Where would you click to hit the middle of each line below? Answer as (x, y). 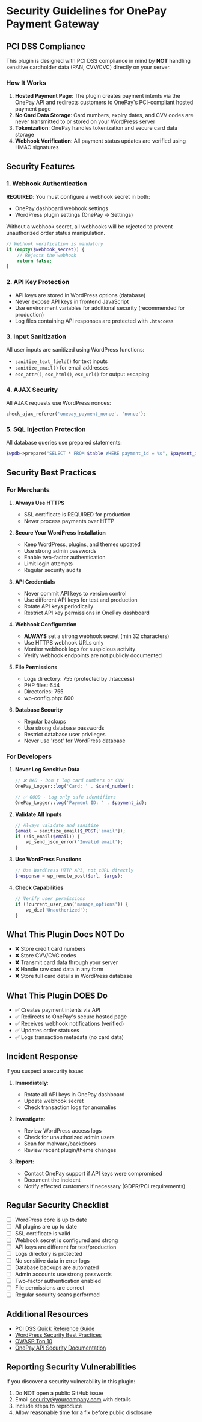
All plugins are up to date (46, 1226)
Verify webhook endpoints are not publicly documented (93, 655)
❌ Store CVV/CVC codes (45, 956)
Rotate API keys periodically (59, 606)
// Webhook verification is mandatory (55, 244)
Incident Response (42, 1056)
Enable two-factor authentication (65, 557)
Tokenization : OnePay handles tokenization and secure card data (96, 128)
